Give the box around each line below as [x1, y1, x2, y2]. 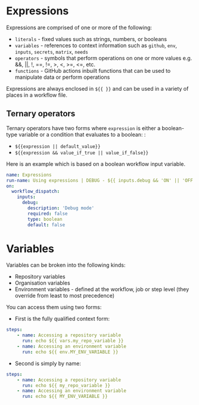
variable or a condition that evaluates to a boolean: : [18, 131, 146, 138]
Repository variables [14, 273, 66, 280]
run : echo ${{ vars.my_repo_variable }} [21, 338, 124, 344]
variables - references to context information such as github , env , [14, 42, 178, 49]
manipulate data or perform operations [14, 73, 110, 81]
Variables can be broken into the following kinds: [6, 261, 126, 269]
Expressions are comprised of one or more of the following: [6, 24, 153, 31]
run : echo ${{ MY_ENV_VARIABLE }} [21, 394, 108, 400]
